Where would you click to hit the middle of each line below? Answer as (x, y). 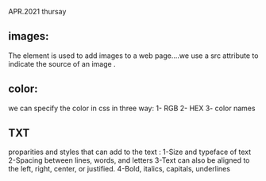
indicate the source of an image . (62, 64)
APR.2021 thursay (37, 12)
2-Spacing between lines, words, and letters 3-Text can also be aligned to (129, 160)
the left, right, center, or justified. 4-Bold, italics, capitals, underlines (119, 169)
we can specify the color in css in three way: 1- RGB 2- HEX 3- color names (132, 108)
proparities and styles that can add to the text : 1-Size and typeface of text (130, 152)
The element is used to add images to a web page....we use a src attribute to (133, 56)
